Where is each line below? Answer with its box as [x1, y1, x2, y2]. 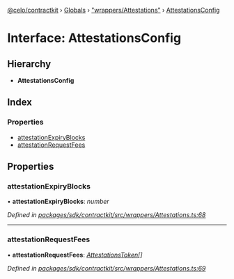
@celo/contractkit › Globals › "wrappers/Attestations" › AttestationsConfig [7, 6, 220, 14]
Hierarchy [7, 58, 52, 70]
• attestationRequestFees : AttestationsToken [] [7, 250, 143, 259]
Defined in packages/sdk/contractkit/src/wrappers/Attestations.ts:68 [7, 211, 206, 219]
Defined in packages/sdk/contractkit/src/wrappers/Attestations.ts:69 [7, 264, 206, 272]
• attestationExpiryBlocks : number [7, 198, 109, 206]
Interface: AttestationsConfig [7, 31, 182, 46]
